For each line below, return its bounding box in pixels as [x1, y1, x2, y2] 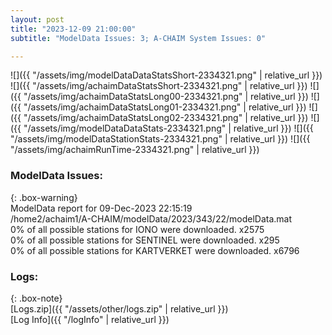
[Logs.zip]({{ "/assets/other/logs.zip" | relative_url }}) [10, 302, 229, 315]
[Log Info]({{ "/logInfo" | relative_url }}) [10, 313, 170, 325]
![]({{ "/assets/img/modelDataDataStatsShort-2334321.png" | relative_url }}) [10, 69, 323, 81]
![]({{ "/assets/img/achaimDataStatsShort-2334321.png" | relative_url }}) [10, 80, 308, 92]
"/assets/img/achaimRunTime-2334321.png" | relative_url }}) [10, 144, 260, 156]
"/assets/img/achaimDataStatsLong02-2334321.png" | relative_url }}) [23, 112, 309, 124]
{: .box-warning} [10, 191, 78, 203]
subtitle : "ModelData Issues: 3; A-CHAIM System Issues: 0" [10, 33, 267, 43]
